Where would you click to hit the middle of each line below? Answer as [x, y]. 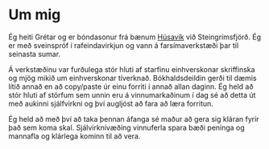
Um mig [35, 15]
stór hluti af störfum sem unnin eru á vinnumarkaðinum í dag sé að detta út [132, 95]
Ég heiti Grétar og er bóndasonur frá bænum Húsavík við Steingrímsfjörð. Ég [135, 37]
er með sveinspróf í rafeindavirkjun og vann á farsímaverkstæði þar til [124, 45]
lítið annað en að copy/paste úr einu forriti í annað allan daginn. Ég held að [131, 87]
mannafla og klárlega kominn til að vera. [74, 136]
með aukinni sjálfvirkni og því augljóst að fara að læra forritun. [111, 103]
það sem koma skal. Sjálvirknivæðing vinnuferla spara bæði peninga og [127, 127]
